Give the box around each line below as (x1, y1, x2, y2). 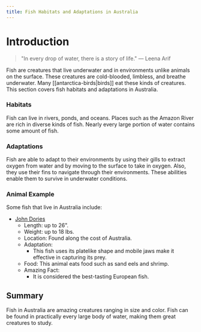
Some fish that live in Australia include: (6, 204, 102, 211)
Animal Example (6, 190, 55, 199)
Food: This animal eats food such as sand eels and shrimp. (23, 260, 169, 268)
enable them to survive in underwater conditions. (6, 175, 128, 183)
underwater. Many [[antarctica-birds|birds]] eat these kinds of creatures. (6, 79, 186, 86)
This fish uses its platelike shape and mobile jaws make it (32, 248, 175, 255)
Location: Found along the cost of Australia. (23, 234, 132, 242)
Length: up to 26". (23, 222, 69, 229)
